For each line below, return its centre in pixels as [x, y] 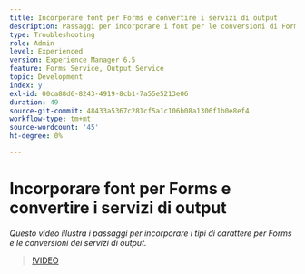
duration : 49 [34, 102]
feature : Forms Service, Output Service [87, 69]
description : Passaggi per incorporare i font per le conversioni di [144, 26]
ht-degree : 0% [36, 136]
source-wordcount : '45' [54, 128]
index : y [26, 85]
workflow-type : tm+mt [50, 119]
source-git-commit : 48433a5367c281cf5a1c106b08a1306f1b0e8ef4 [129, 111]
